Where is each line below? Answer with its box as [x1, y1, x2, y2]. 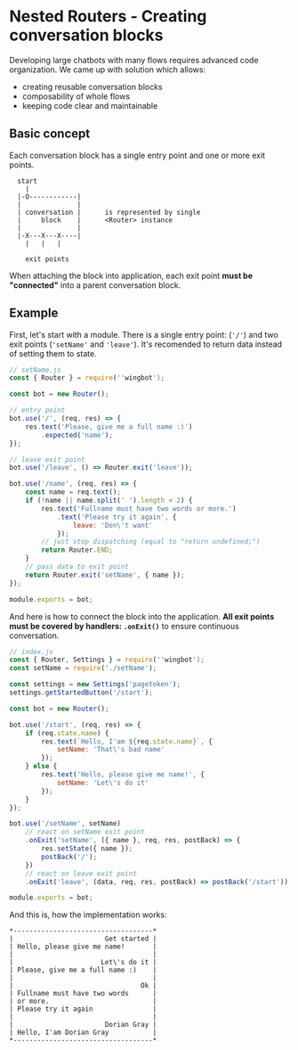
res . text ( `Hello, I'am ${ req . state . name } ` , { [41, 737, 213, 746]
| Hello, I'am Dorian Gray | [9, 1028, 157, 1038]
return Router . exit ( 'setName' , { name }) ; [25, 570, 185, 579]
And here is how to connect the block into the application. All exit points [9, 611, 275, 621]
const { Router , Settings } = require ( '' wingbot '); [9, 655, 205, 665]
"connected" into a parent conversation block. [9, 279, 181, 291]
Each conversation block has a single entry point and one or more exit [9, 150, 265, 160]
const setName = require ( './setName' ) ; [9, 664, 157, 673]
